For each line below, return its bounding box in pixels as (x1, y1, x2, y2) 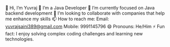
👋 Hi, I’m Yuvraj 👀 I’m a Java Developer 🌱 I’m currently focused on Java (5, 5, 155, 11)
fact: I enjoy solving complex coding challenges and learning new (5, 31, 143, 36)
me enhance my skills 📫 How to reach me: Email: (5, 16, 109, 22)
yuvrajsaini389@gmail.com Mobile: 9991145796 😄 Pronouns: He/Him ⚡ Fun (5, 23, 165, 29)
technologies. (5, 36, 34, 42)
